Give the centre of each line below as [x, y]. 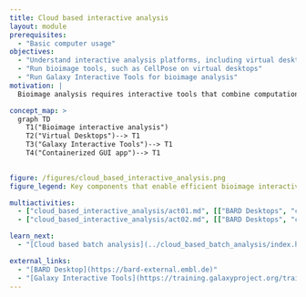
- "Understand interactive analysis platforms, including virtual [146, 60]
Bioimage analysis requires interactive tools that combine [134, 94]
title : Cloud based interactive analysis [89, 18]
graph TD [34, 119]
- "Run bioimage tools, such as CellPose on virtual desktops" [140, 69]
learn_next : [32, 236]
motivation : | [36, 86]
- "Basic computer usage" [67, 43]
